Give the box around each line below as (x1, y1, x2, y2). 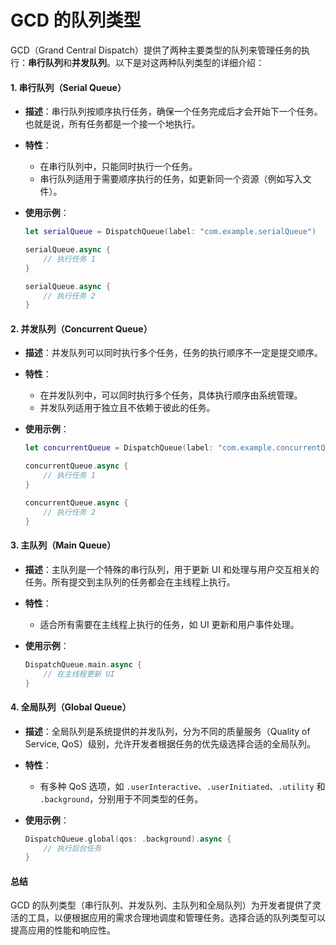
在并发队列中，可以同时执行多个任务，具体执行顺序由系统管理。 (39, 389, 303, 401)
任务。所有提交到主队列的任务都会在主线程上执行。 (24, 576, 236, 588)
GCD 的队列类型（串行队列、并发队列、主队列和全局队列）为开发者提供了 (10, 899, 313, 911)
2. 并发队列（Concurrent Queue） (10, 322, 153, 335)
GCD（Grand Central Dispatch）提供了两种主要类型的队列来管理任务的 (10, 44, 302, 56)
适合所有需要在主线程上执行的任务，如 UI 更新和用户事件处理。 (39, 618, 300, 630)
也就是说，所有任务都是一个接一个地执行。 (24, 118, 201, 130)
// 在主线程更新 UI (43, 669, 115, 679)
